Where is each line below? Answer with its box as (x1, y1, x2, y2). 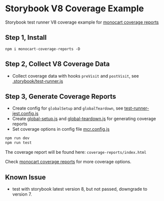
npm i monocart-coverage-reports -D (5, 46, 80, 52)
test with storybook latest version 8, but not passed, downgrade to (12, 186, 148, 192)
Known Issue (5, 173, 46, 181)
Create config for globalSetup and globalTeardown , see (12, 105, 124, 111)
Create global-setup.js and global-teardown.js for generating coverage (12, 116, 156, 122)
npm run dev (5, 136, 30, 141)
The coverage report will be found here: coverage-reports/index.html (5, 149, 147, 155)
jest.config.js (12, 111, 38, 116)
